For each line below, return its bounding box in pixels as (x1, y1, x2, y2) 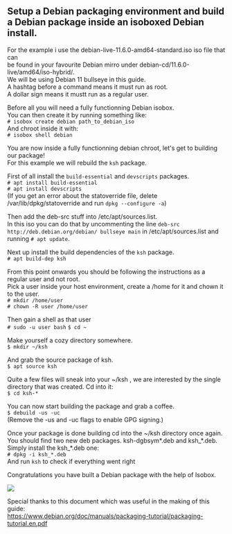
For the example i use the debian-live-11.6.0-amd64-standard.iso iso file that (7, 45, 226, 54)
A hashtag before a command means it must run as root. (7, 83, 168, 91)
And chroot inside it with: (7, 124, 78, 133)
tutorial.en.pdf (7, 519, 48, 527)
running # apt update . (7, 234, 71, 242)
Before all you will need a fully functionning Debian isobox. (7, 103, 175, 112)
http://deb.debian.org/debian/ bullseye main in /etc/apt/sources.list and (7, 227, 220, 235)
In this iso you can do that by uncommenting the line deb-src (7, 219, 180, 228)
